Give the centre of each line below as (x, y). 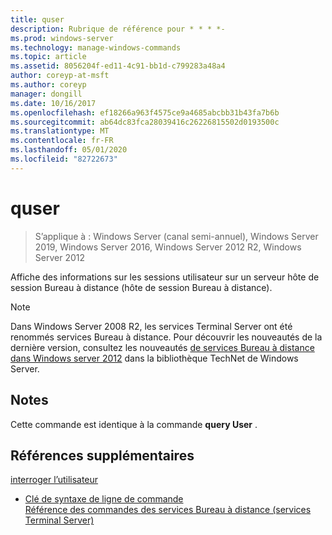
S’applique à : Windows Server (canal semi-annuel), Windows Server (176, 236)
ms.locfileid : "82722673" (64, 159)
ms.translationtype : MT (60, 131)
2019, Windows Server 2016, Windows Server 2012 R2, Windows (168, 247)
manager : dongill (46, 94)
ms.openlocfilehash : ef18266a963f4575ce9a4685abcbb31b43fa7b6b (145, 112)
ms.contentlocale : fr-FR (62, 141)
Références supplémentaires (102, 455)
